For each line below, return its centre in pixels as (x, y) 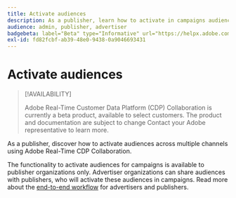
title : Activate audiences (47, 14)
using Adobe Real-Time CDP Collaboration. (70, 151)
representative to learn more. (66, 130)
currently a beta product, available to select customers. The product (123, 115)
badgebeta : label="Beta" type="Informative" (73, 33)
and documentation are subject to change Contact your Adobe (115, 123)
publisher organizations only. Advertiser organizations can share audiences (117, 172)
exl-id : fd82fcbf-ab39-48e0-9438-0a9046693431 (77, 40)
